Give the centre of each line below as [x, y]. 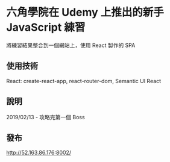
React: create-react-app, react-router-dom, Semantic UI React [84, 81]
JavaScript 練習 [46, 27]
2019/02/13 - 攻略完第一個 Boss [46, 117]
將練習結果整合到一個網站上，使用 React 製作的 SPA [71, 45]
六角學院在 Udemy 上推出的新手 [85, 12]
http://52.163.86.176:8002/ [39, 153]
